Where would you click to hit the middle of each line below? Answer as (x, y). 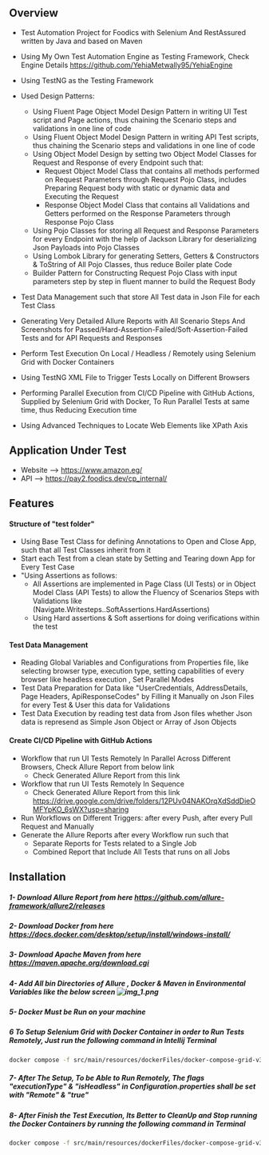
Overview (34, 13)
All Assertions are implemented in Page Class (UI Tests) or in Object (144, 584)
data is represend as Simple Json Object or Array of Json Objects (129, 722)
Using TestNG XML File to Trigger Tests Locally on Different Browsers (135, 377)
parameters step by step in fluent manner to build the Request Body (144, 281)
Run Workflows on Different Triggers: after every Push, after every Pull (136, 817)
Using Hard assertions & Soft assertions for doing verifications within (146, 618)
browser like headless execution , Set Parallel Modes (107, 680)
